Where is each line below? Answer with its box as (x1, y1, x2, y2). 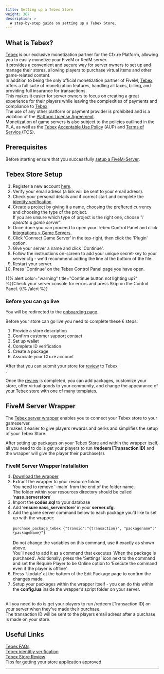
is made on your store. (5, 617, 51, 622)
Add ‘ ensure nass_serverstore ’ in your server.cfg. (12, 505, 115, 510)
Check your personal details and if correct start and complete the (12, 193, 144, 200)
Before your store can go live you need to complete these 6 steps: (5, 318, 138, 324)
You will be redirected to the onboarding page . (5, 309, 99, 314)
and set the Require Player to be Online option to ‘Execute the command (12, 561, 157, 566)
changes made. (12, 576, 44, 582)
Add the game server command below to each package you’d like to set (12, 510, 157, 516)
